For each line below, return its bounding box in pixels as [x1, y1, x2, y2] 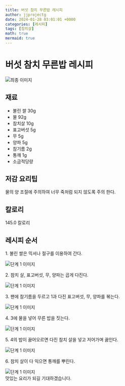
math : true [5, 31, 28, 36]
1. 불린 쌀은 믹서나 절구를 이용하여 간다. [5, 251, 82, 257]
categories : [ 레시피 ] [5, 21, 48, 27]
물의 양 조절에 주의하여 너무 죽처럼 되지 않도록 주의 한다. [5, 189, 116, 195]
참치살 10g [12, 120, 34, 126]
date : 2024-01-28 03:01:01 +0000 [5, 17, 76, 22]
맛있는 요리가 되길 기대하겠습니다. [5, 375, 72, 381]
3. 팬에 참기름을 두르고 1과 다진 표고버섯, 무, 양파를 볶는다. [5, 294, 120, 300]
